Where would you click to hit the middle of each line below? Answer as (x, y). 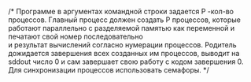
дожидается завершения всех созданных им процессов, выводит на (124, 53)
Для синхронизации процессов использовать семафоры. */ (109, 70)
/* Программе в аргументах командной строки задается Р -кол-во (121, 11)
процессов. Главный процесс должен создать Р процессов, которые (125, 20)
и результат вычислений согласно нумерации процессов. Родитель (123, 45)
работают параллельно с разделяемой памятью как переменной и (121, 28)
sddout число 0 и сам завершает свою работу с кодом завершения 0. (126, 61)
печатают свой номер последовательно (76, 36)
